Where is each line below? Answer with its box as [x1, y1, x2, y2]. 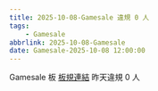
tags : [9, 21, 29, 30]
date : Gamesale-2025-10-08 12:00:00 [9, 46, 146, 55]
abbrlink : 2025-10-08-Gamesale [9, 37, 126, 47]
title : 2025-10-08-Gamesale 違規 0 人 [9, 12, 150, 22]
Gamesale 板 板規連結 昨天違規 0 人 [9, 72, 141, 83]
